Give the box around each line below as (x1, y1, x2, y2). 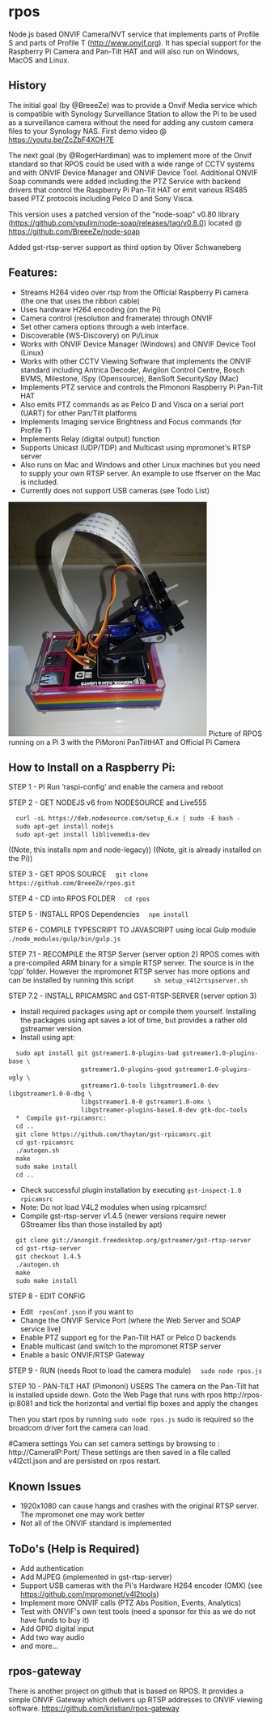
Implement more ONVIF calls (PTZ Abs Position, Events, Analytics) (19, 1598, 242, 1607)
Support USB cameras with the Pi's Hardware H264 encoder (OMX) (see (19, 1581, 263, 1590)
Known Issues (8, 1479, 82, 1493)
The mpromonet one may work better (19, 1510, 146, 1520)
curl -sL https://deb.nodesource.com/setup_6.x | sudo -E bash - (15, 815, 241, 823)
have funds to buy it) (19, 1616, 90, 1624)
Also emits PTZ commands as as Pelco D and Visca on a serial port (19, 399, 244, 409)
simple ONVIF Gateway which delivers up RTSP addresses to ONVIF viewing (8, 1694, 263, 1704)
